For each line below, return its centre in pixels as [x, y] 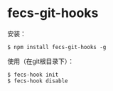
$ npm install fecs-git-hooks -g [57, 47]
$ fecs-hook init [33, 75]
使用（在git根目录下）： [41, 61]
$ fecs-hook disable [38, 81]
